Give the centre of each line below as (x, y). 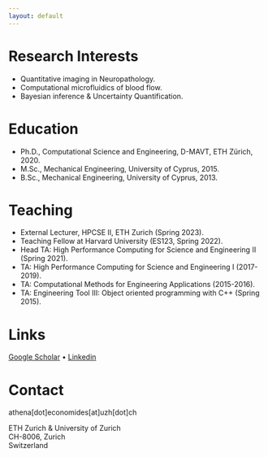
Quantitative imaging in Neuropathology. (88, 79)
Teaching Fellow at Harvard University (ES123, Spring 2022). (121, 242)
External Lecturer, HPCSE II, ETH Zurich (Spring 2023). (112, 233)
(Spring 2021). (44, 259)
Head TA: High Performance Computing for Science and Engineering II (138, 250)
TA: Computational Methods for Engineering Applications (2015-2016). (138, 285)
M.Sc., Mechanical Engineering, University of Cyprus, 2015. (119, 168)
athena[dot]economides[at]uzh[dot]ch (73, 412)
